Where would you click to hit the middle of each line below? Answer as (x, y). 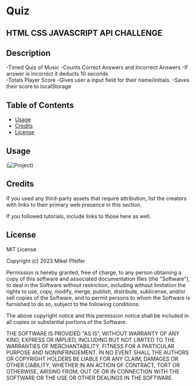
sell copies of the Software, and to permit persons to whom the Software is (98, 298)
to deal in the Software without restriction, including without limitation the (96, 285)
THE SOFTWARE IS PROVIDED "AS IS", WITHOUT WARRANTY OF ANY (93, 333)
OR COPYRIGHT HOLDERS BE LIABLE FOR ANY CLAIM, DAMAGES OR (92, 359)
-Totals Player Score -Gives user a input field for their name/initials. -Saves (98, 80)
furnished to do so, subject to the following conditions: (73, 304)
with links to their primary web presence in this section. (74, 204)
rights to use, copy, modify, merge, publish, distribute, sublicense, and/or (96, 291)
